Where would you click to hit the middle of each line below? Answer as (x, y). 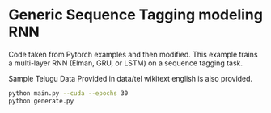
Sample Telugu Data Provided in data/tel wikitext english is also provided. (131, 78)
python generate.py (41, 101)
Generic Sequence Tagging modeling (135, 15)
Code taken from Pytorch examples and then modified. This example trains (133, 54)
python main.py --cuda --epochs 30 (68, 93)
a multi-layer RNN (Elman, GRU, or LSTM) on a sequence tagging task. (126, 63)
